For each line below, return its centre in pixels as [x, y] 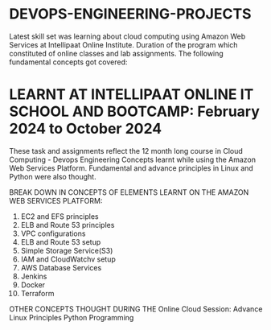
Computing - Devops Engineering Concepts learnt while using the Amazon [133, 159]
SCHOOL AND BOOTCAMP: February [135, 111]
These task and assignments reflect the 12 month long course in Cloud [126, 151]
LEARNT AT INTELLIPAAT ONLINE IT [131, 95]
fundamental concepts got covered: [68, 62]
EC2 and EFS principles [60, 216]
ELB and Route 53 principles [68, 225]
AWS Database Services [61, 267]
